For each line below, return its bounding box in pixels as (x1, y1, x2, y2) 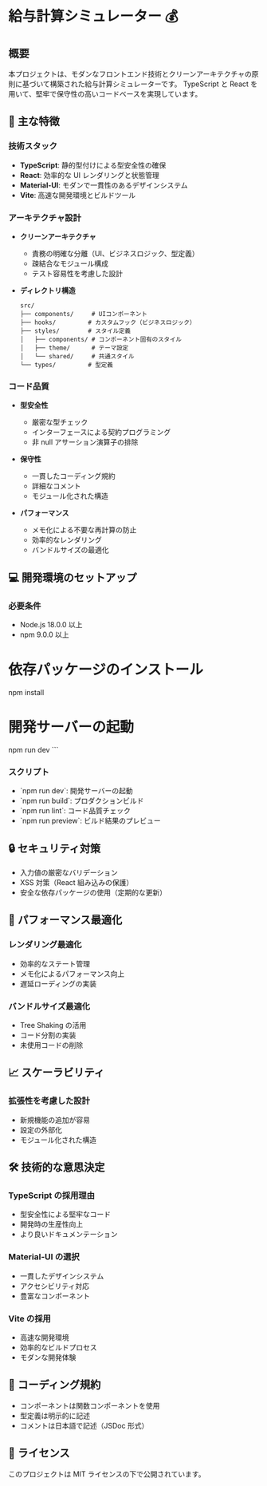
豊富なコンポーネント (19, 1290, 90, 1301)
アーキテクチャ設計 (8, 212, 82, 223)
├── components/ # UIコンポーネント (19, 310, 147, 318)
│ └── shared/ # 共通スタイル (19, 352, 135, 360)
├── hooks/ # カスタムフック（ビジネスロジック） (19, 318, 196, 326)
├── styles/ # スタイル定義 (19, 326, 132, 335)
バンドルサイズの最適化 (31, 545, 109, 555)
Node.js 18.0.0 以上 (19, 619, 83, 629)
